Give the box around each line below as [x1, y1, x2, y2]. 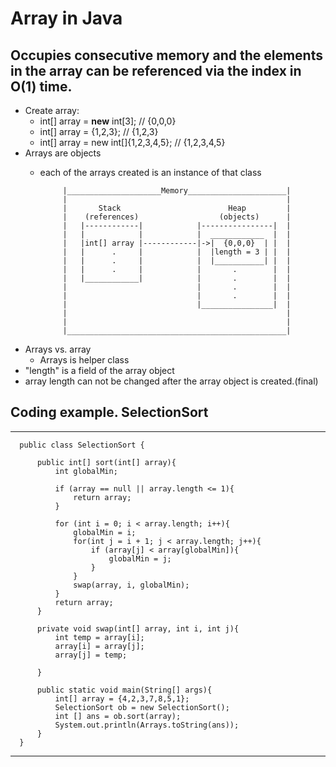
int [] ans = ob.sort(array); [54, 711, 182, 721]
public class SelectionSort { [19, 440, 145, 450]
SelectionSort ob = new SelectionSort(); [54, 702, 230, 712]
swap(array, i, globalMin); [73, 580, 190, 590]
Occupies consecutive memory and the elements [10, 47, 323, 64]
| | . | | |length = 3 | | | [62, 247, 292, 257]
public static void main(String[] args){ [36, 685, 213, 695]
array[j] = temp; [54, 650, 128, 660]
